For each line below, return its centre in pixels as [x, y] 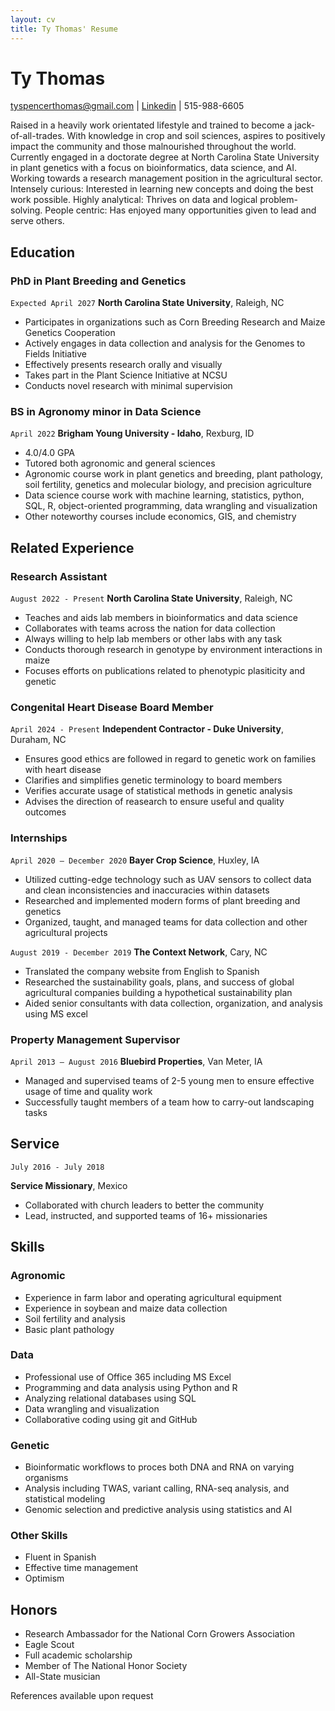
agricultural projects [66, 932]
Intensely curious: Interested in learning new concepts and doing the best [162, 189]
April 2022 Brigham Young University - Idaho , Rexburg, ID [132, 433]
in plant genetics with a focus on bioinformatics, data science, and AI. [153, 168]
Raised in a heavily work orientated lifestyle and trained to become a [151, 125]
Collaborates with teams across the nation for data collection [150, 628]
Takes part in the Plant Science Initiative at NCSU [126, 375]
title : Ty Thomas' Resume [64, 29]
